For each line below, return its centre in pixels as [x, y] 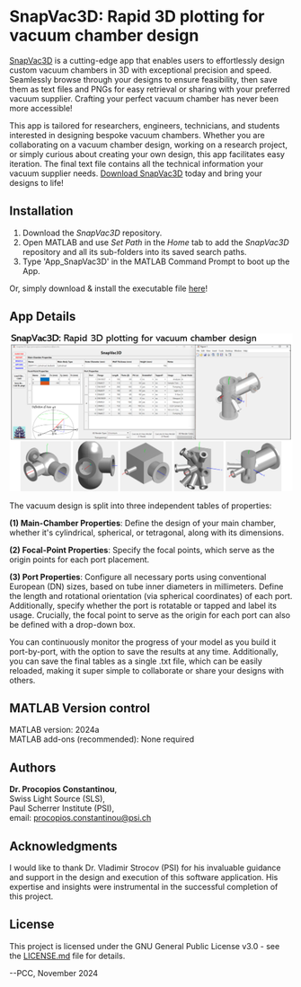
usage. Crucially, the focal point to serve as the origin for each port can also [150, 615]
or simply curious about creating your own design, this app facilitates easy [147, 154]
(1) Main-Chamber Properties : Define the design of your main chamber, [143, 523]
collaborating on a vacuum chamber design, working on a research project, [148, 145]
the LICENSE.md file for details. [67, 956]
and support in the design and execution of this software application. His [144, 877]
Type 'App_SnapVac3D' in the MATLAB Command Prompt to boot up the [156, 261]
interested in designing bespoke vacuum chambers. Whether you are [137, 135]
